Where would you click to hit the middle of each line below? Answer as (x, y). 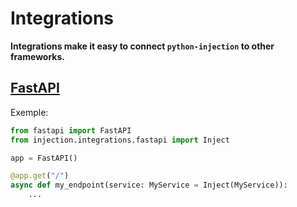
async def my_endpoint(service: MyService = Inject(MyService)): (149, 185)
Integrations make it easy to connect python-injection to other (142, 46)
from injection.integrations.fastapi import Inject (120, 140)
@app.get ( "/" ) (40, 176)
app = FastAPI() (44, 158)
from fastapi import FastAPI (71, 130)
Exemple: (29, 112)
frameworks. (37, 56)
